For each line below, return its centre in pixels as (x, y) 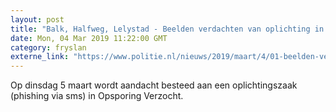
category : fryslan (48, 47)
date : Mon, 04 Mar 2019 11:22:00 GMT (89, 38)
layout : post (37, 19)
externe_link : (40, 57)
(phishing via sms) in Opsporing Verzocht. (97, 96)
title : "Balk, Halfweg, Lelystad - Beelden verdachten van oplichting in (167, 29)
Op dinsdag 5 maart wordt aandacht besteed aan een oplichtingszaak (154, 85)
